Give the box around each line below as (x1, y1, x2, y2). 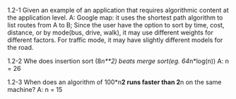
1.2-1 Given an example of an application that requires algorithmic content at (7, 6, 230, 14)
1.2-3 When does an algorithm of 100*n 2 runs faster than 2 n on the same (7, 78, 222, 86)
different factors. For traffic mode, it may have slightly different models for (7, 36, 223, 44)
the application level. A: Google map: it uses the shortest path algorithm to (7, 13, 223, 22)
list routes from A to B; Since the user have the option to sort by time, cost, (7, 21, 225, 29)
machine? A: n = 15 (7, 86, 63, 93)
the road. (7, 44, 34, 51)
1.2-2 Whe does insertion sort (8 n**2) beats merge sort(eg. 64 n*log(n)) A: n (7, 57, 230, 65)
